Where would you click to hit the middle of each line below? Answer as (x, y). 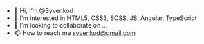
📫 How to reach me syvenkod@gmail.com (75, 33)
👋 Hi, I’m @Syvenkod (44, 11)
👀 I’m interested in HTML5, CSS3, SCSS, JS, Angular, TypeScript (105, 18)
